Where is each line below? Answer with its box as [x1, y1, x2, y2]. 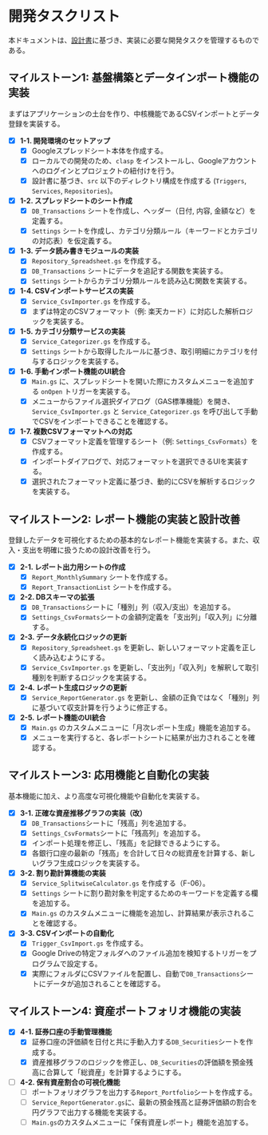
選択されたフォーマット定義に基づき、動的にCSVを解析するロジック [31, 477, 256, 487]
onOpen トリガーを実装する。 [41, 386, 135, 396]
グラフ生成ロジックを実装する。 [38, 858, 144, 868]
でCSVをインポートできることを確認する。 [31, 417, 173, 426]
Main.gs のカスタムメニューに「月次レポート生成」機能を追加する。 [31, 722, 255, 732]
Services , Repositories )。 [31, 186, 117, 195]
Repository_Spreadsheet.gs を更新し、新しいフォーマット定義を [31, 642, 242, 652]
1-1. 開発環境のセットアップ [19, 135, 110, 145]
